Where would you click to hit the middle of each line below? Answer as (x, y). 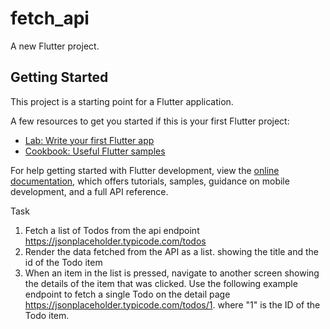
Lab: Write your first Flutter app (89, 140)
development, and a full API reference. (89, 191)
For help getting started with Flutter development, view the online (145, 170)
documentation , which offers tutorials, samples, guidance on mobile (150, 181)
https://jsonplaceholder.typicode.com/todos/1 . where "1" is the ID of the (172, 304)
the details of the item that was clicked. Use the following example (161, 283)
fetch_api (50, 18)
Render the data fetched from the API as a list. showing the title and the (172, 251)
